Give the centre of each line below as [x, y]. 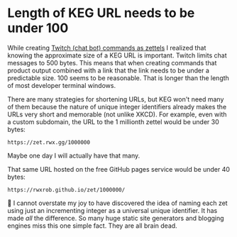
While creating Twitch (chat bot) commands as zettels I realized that [107, 48]
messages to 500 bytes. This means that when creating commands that [112, 62]
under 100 [38, 28]
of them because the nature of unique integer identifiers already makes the [117, 106]
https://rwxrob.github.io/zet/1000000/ [66, 189]
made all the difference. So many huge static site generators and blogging [116, 218]
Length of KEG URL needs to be [101, 13]
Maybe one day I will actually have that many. [74, 155]
